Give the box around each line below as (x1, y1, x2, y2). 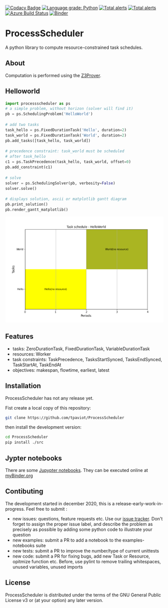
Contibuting (5, 487, 44, 496)
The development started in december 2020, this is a (5, 500, 115, 506)
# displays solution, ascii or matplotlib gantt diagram (5, 196, 127, 201)
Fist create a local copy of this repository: (5, 404, 91, 411)
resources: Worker (12, 351, 51, 357)
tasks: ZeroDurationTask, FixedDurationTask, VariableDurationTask (12, 346, 150, 352)
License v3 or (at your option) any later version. (5, 597, 104, 603)
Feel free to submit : (26, 506, 68, 512)
